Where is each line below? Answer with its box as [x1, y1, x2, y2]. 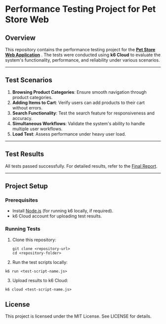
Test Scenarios [5, 76, 53, 84]
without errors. [12, 105, 43, 110]
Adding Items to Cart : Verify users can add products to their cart [12, 100, 145, 106]
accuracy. [12, 115, 33, 121]
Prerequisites [5, 196, 38, 203]
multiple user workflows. [12, 126, 63, 132]
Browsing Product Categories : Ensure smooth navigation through [12, 89, 147, 95]
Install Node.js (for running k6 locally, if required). [12, 208, 114, 214]
